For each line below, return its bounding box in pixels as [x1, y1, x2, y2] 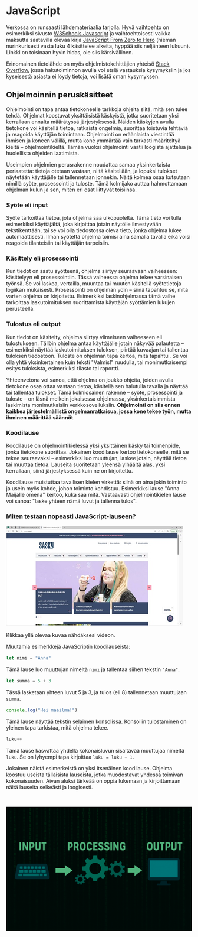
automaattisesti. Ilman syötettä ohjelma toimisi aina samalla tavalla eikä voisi [6, 233, 191, 240]
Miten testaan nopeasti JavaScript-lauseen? [6, 512, 136, 520]
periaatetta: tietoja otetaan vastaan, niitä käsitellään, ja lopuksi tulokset [6, 167, 178, 174]
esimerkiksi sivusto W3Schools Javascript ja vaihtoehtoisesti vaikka [6, 30, 171, 37]
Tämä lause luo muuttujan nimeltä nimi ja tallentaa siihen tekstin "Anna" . [6, 666, 180, 673]
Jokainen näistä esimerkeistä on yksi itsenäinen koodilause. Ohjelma [6, 764, 173, 772]
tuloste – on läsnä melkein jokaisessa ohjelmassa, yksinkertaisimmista [6, 395, 176, 402]
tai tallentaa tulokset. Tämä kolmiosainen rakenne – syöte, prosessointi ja [6, 389, 183, 396]
